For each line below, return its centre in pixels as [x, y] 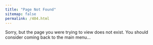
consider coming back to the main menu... [48, 37]
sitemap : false [21, 14]
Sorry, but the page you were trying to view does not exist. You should [77, 32]
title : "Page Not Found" [31, 9]
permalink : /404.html [27, 18]
